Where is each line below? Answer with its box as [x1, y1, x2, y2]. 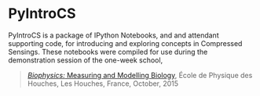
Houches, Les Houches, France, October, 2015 [27, 79, 179, 88]
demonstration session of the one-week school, [8, 55, 163, 65]
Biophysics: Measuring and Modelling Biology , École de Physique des [27, 70, 253, 80]
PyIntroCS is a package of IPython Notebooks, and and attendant [8, 30, 219, 40]
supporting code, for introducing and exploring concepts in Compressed [8, 38, 243, 48]
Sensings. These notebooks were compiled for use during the [8, 47, 208, 56]
